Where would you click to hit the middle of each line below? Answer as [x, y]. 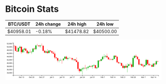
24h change [48, 24]
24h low [105, 24]
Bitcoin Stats [32, 9]
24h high [77, 24]
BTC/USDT [19, 24]
